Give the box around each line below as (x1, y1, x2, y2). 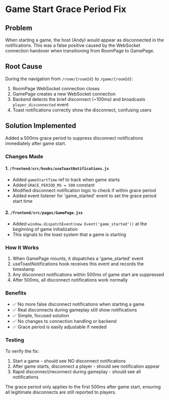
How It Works (5, 244, 39, 251)
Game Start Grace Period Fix (5, 4, 127, 15)
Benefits (5, 290, 27, 297)
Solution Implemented (5, 122, 77, 130)
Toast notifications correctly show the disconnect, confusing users (12, 107, 152, 113)
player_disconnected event (12, 101, 69, 107)
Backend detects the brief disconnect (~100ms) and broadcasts (12, 96, 145, 102)
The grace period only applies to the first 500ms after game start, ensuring (5, 383, 161, 389)
